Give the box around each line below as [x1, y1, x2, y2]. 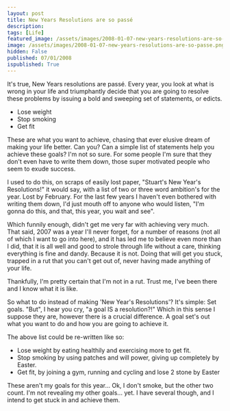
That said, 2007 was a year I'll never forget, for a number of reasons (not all [7, 227, 220, 236]
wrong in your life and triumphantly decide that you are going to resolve [7, 87, 209, 95]
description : [7, 23, 44, 29]
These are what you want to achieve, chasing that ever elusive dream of [7, 135, 210, 144]
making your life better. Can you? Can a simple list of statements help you [7, 142, 215, 151]
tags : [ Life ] [7, 29, 44, 36]
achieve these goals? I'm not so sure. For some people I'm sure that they [7, 150, 212, 158]
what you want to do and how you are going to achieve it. [7, 319, 169, 327]
